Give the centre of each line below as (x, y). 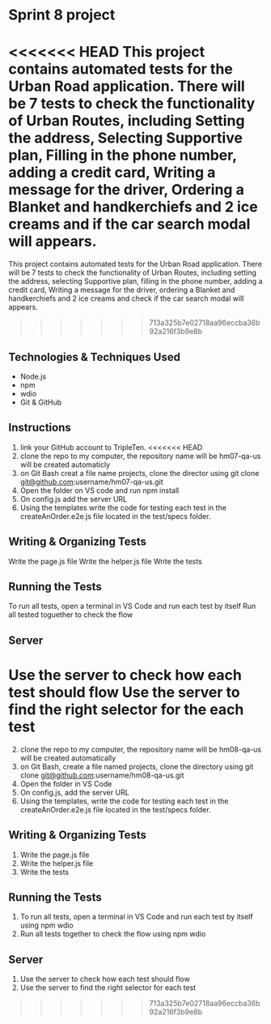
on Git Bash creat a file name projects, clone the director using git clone (140, 473)
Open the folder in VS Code (66, 783)
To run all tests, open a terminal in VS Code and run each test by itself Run (132, 606)
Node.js (33, 376)
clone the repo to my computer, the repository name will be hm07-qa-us (140, 456)
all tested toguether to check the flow (71, 615)
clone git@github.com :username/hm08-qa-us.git (102, 775)
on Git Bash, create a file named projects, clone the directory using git (137, 766)
